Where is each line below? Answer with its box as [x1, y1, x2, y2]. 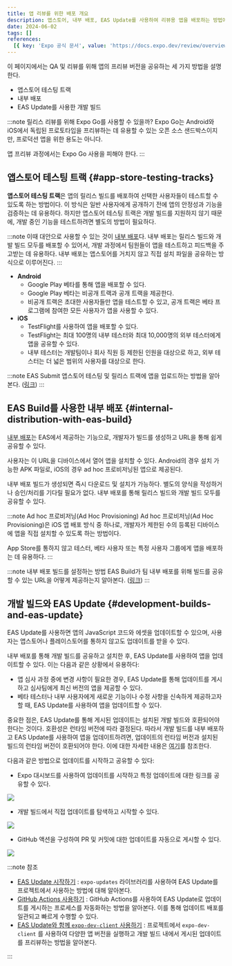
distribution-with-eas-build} [7, 413, 133, 426]
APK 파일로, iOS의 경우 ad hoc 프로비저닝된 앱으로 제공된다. [19, 465, 183, 473]
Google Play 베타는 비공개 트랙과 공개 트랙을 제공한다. [27, 289, 175, 297]
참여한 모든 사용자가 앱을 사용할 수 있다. [51, 306, 159, 314]
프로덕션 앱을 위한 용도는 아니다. [16, 135, 103, 143]
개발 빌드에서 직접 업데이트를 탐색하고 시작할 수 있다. [17, 807, 159, 816]
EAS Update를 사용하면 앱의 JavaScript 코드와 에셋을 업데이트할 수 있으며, [7, 628, 210, 637]
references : [7, 36, 41, 43]
